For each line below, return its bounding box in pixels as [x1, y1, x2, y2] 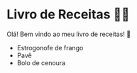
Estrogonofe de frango [16, 43, 84, 52]
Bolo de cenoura [16, 58, 65, 67]
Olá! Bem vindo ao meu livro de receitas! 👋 [6, 30, 131, 38]
